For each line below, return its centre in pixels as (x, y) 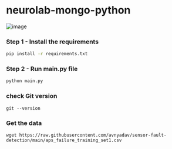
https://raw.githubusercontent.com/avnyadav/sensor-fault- (93, 135)
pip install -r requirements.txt (47, 54)
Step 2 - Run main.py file (42, 69)
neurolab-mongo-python (68, 10)
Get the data (24, 123)
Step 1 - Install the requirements (52, 42)
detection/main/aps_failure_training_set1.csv (64, 140)
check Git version (32, 96)
